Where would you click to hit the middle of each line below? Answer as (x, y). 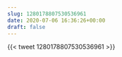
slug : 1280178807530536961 (47, 14)
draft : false (26, 27)
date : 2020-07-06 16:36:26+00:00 (56, 20)
